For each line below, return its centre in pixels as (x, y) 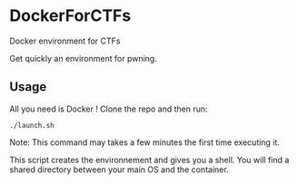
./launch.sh (32, 125)
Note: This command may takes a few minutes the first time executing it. (144, 142)
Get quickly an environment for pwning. (83, 58)
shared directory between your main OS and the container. (119, 169)
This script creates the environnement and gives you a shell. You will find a (149, 160)
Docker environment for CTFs (65, 41)
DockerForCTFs (70, 16)
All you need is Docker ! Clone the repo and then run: (109, 109)
